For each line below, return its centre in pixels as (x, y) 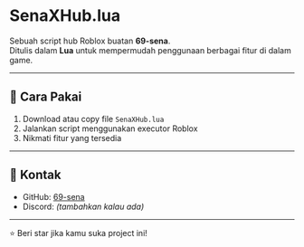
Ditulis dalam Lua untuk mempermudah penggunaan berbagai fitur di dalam (150, 50)
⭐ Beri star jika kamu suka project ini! (78, 233)
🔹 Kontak (35, 175)
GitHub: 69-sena (53, 196)
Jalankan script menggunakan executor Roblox (110, 128)
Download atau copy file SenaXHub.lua (93, 119)
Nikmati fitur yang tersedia (72, 138)
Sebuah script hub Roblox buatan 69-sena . (90, 41)
